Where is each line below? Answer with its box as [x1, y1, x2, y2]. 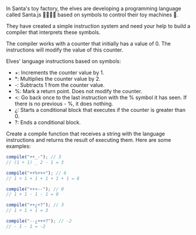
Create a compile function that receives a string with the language [6, 130, 166, 137]
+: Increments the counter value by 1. [14, 69, 104, 76]
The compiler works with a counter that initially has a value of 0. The [6, 40, 171, 47]
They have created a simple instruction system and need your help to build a [6, 23, 191, 29]
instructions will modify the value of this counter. [6, 46, 123, 53]
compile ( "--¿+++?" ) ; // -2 [6, 218, 72, 224]
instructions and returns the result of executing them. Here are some [6, 137, 171, 143]
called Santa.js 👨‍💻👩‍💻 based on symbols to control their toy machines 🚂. [6, 11, 178, 18]
